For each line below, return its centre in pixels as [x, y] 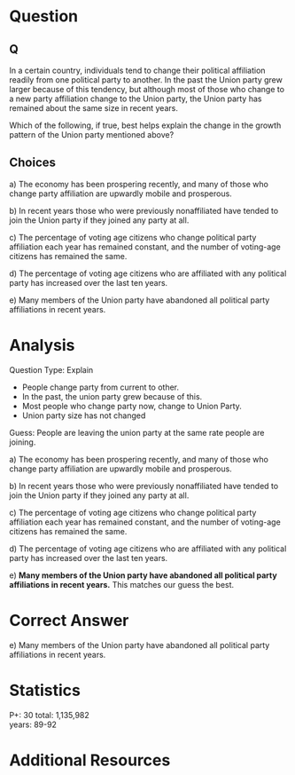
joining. [23, 442]
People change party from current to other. [101, 387]
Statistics [45, 690]
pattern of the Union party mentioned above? [92, 134]
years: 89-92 [33, 724]
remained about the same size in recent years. [94, 108]
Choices [32, 163]
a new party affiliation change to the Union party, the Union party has [136, 99]
